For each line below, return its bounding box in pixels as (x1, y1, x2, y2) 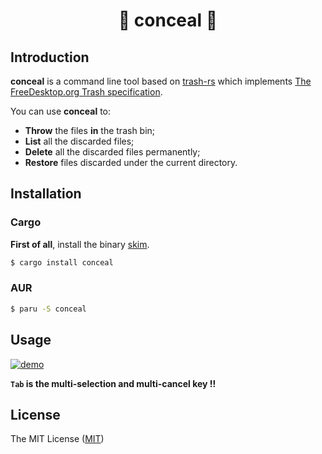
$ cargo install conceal (10, 257, 114, 268)
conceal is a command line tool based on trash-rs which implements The (10, 75, 312, 87)
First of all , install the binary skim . (10, 238, 150, 250)
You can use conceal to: (10, 105, 112, 117)
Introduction (10, 49, 90, 66)
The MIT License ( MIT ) (10, 433, 105, 445)
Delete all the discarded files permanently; (24, 146, 201, 158)
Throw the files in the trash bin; (24, 125, 156, 136)
